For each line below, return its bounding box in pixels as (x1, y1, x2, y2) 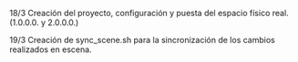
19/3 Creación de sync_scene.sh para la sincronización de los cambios (9, 35, 275, 45)
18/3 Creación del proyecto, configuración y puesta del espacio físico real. (9, 8, 289, 18)
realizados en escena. (9, 44, 93, 55)
